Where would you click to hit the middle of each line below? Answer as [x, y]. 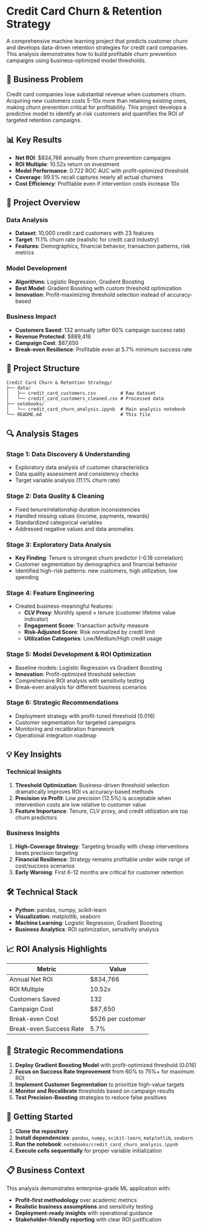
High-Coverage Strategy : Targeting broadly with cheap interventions [102, 846]
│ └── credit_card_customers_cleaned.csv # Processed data [85, 399]
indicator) [36, 619]
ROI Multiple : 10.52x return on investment [67, 164]
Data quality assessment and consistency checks [77, 474]
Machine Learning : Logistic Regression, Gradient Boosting [89, 922]
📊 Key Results [34, 140]
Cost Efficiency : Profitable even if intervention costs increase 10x [97, 183]
